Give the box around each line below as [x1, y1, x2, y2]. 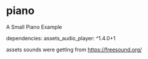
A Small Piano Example [6, 23, 62, 30]
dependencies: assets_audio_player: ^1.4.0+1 [6, 34, 116, 41]
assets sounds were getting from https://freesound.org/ [6, 46, 142, 53]
